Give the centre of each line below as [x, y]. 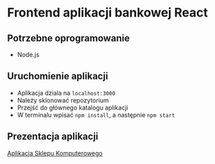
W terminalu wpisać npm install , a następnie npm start [96, 114]
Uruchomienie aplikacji [58, 76]
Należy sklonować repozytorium [63, 100]
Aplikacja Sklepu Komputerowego [55, 153]
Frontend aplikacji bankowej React [107, 13]
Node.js [28, 54]
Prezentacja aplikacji [53, 137]
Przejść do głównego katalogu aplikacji [73, 107]
